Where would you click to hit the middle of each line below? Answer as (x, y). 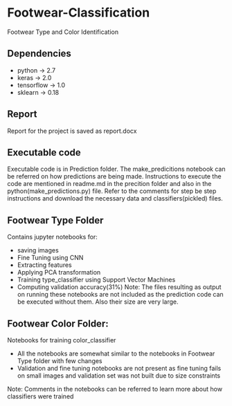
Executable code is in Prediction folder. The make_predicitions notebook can (117, 169)
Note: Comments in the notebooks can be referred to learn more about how (115, 389)
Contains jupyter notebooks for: (53, 237)
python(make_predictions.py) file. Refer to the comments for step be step (112, 191)
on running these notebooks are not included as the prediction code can (120, 295)
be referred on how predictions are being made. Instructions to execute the (114, 176)
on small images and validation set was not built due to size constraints (118, 376)
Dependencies (39, 54)
